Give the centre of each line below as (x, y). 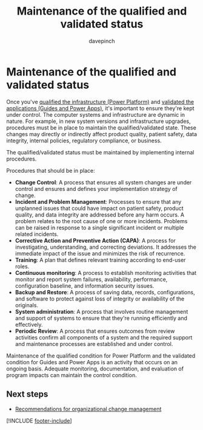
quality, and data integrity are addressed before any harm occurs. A (100, 215)
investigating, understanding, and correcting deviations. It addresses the (106, 247)
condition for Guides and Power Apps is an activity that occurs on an (92, 362)
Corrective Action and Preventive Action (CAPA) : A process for (95, 240)
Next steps (27, 394)
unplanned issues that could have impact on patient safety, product (99, 208)
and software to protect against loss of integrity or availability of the (100, 299)
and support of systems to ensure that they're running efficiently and (101, 318)
